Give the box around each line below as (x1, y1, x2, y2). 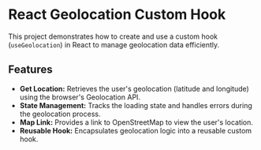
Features (8, 63, 53, 77)
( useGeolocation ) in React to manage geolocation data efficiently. (8, 39, 220, 49)
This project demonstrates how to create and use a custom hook (8, 32, 218, 41)
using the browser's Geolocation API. (19, 92, 140, 102)
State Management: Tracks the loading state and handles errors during (19, 100, 252, 110)
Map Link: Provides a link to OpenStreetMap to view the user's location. (19, 117, 254, 127)
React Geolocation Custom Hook (8, 6, 226, 24)
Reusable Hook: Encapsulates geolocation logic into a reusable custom (19, 126, 252, 135)
